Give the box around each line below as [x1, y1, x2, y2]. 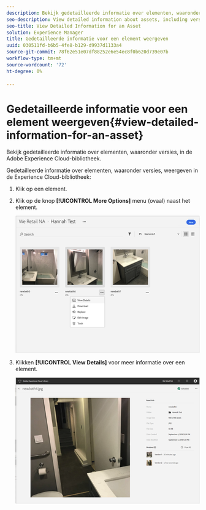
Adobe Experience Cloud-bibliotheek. [6, 155, 102, 162]
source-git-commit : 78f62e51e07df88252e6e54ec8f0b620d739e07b [6, 49, 169, 55]
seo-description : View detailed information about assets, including [6, 16, 188, 23]
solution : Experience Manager [6, 29, 84, 36]
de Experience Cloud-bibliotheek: [6, 173, 91, 181]
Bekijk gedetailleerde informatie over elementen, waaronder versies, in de [6, 148, 193, 156]
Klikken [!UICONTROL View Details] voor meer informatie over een [15, 359, 185, 366]
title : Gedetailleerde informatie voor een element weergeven [6, 36, 169, 42]
